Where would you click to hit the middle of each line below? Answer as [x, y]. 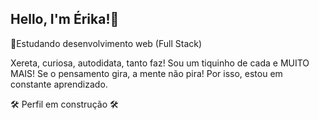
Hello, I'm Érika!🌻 [65, 19]
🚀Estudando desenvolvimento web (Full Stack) [106, 43]
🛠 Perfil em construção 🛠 [64, 104]
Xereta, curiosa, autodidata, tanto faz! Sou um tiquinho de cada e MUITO [160, 63]
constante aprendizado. [59, 84]
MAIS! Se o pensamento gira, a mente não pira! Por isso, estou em [146, 73]
